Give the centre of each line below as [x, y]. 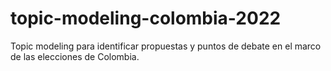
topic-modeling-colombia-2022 [146, 18]
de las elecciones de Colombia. [75, 56]
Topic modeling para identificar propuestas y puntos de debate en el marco [166, 46]
